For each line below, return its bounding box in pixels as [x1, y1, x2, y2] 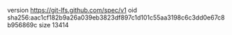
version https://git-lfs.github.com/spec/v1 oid [7, 6, 138, 14]
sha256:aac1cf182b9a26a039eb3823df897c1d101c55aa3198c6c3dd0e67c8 [7, 13, 225, 22]
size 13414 [38, 21, 69, 29]
